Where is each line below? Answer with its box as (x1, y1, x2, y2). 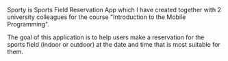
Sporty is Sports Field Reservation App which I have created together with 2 (7, 6, 221, 14)
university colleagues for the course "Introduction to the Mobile (7, 13, 186, 21)
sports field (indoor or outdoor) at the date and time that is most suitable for (7, 41, 220, 48)
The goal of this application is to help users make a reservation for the (7, 33, 205, 41)
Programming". (7, 20, 50, 28)
